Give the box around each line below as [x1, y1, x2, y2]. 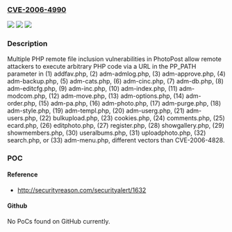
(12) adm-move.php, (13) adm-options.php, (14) [48, 92, 185, 100]
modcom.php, [7, 92, 47, 100]
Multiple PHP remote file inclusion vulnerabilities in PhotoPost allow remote [7, 54, 222, 63]
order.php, [7, 99, 38, 107]
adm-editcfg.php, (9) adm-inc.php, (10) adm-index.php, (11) [7, 84, 179, 92]
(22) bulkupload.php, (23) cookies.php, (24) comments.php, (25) [39, 113, 226, 122]
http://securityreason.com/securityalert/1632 [17, 185, 147, 194]
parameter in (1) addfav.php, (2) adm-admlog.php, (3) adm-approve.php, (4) [7, 69, 226, 78]
